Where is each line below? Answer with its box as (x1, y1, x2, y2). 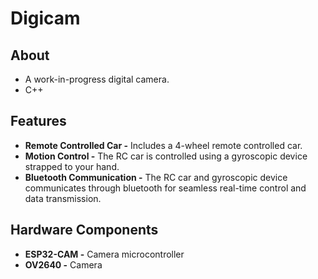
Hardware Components (10, 222, 159, 239)
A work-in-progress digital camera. (24, 73, 170, 85)
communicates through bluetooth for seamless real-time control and (24, 182, 307, 194)
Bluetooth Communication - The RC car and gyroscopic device (24, 171, 288, 183)
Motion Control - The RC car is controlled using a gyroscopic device (24, 150, 308, 162)
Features (10, 113, 67, 130)
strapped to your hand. (24, 160, 120, 172)
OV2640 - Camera (24, 258, 103, 271)
